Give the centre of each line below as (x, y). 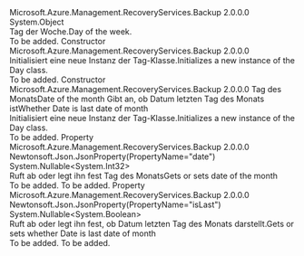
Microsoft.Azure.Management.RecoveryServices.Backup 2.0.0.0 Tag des (146, 89)
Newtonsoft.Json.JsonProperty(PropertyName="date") (113, 156)
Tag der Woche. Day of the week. (71, 32)
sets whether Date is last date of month (83, 233)
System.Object (37, 22)
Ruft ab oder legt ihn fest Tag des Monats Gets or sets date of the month (144, 175)
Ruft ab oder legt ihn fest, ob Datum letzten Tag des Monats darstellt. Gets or (152, 224)
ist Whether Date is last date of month (79, 109)
